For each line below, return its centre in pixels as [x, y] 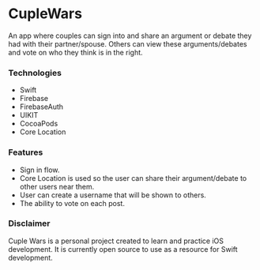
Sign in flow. [40, 170]
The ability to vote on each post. [72, 203]
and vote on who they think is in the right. [76, 52]
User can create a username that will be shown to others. [113, 195]
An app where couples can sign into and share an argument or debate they [130, 36]
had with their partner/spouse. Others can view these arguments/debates [128, 43]
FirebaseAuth [41, 107]
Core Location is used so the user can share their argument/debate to [133, 178]
